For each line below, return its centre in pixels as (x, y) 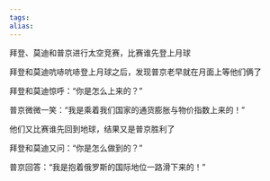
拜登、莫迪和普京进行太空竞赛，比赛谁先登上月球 (100, 52)
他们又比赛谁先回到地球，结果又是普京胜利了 (92, 129)
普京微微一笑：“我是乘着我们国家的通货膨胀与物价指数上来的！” (127, 109)
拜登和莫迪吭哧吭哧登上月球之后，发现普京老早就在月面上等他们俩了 (135, 72)
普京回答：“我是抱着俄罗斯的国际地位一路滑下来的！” (108, 167)
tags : (19, 17)
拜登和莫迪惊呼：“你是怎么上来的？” (76, 90)
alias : (22, 26)
